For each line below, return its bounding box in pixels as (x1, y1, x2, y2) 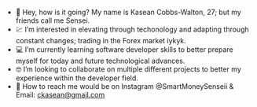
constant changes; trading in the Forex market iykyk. (15, 36, 186, 45)
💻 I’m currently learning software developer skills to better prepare (15, 45, 233, 54)
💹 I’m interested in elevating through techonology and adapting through (15, 24, 249, 34)
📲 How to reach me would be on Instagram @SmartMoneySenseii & (15, 82, 234, 90)
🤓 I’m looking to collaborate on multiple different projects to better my (15, 65, 241, 74)
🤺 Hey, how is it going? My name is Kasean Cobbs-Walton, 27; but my (15, 8, 241, 17)
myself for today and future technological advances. (15, 56, 185, 65)
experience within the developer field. (15, 73, 139, 83)
